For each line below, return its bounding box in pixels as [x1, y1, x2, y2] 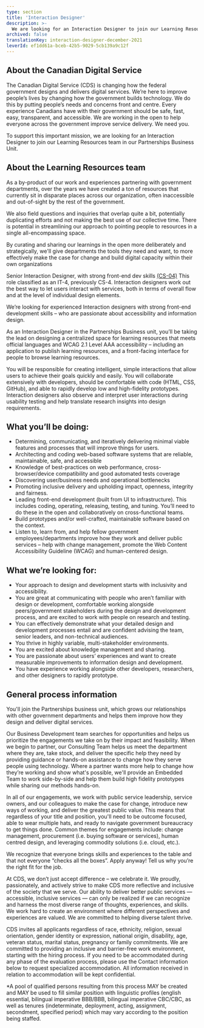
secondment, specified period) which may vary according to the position [6, 1008, 188, 1015]
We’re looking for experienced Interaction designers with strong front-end [6, 303, 191, 310]
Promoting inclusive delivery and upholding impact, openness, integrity [15, 483, 194, 490]
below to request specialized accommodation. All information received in [6, 964, 189, 971]
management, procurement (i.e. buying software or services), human [6, 832, 179, 839]
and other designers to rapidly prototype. [15, 672, 118, 679]
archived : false [6, 32, 47, 38]
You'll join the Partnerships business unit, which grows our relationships [6, 705, 186, 713]
